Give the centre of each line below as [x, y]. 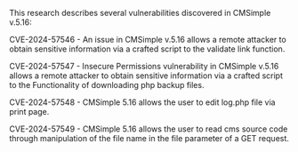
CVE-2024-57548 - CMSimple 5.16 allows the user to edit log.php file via [142, 102]
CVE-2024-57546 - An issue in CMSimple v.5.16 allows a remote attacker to [148, 40]
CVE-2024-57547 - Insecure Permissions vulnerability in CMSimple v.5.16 [144, 66]
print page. [29, 112]
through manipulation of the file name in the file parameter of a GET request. [149, 138]
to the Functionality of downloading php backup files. [107, 85]
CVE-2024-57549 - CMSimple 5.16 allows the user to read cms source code [149, 129]
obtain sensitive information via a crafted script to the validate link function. [147, 49]
